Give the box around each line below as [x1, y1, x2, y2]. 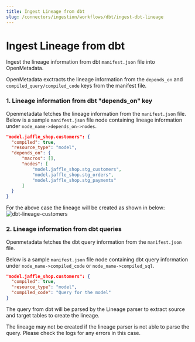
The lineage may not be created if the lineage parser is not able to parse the [6, 323, 190, 330]
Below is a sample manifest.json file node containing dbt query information [6, 255, 189, 263]
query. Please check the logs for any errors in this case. [6, 329, 141, 336]
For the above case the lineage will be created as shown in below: [6, 204, 165, 211]
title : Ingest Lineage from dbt [6, 8, 85, 15]
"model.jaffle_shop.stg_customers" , [32, 166, 122, 172]
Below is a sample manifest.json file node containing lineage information [6, 116, 183, 123]
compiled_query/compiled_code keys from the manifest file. [6, 82, 147, 89]
